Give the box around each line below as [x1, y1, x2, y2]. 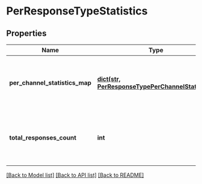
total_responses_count [9, 133, 77, 142]
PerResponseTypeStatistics [6, 4, 148, 18]
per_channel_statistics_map [9, 79, 92, 87]
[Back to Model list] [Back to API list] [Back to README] [6, 171, 144, 179]
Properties [6, 28, 47, 38]
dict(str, [97, 75, 121, 83]
